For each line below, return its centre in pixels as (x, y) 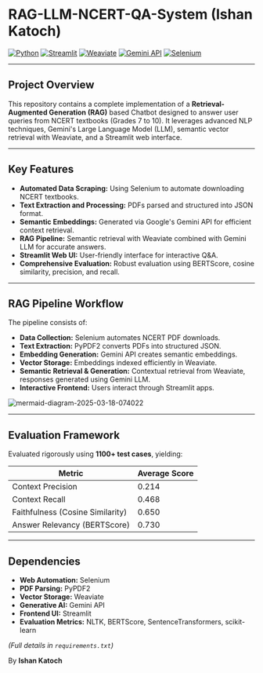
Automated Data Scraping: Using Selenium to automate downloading (131, 188)
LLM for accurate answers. (63, 247)
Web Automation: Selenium (65, 580)
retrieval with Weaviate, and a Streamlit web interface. (95, 137)
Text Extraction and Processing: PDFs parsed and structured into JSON (136, 205)
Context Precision (45, 487)
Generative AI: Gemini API (62, 605)
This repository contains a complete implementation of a (99, 104)
